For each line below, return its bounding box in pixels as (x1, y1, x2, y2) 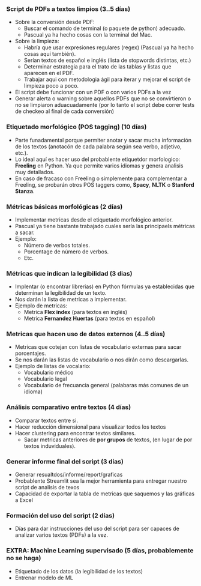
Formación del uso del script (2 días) (6, 512, 115, 519)
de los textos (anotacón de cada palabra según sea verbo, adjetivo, (14, 143, 182, 150)
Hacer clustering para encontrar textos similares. (14, 429, 136, 436)
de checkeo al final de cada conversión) (14, 107, 115, 115)
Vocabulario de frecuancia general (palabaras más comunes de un (23, 382, 189, 389)
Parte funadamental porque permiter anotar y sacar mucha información (14, 136, 192, 143)
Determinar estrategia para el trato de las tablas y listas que (23, 63, 172, 70)
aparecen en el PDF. (23, 70, 74, 77)
